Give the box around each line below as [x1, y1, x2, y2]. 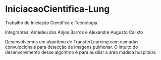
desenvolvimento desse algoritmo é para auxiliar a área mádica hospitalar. [5, 49, 157, 55]
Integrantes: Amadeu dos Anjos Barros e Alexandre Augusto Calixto [5, 29, 144, 35]
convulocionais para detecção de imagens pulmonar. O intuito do [5, 44, 138, 50]
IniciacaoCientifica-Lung [5, 3, 110, 15]
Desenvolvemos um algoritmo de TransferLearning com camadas [5, 38, 139, 45]
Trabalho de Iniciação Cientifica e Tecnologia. [5, 20, 99, 26]
